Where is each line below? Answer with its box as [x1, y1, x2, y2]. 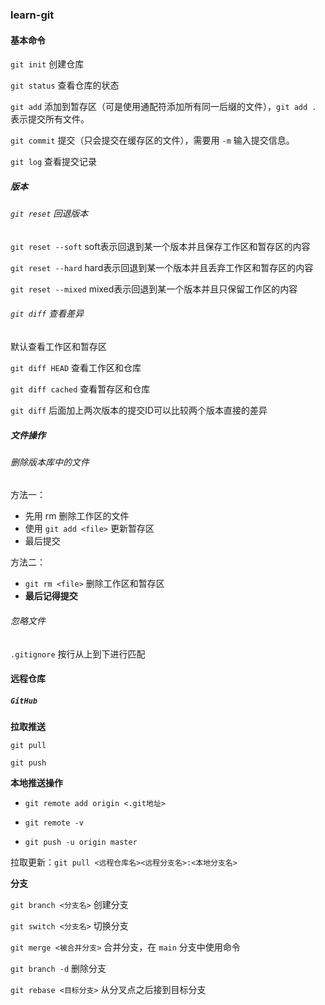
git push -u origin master [24, 838, 138, 848]
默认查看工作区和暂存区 [10, 340, 107, 352]
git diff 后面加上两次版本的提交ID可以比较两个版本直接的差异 [10, 404, 268, 416]
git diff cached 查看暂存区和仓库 [10, 383, 151, 395]
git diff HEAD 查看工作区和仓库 [10, 361, 142, 373]
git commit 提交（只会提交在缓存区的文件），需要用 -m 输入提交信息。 [10, 134, 295, 147]
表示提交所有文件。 [10, 113, 90, 125]
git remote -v [24, 818, 84, 828]
